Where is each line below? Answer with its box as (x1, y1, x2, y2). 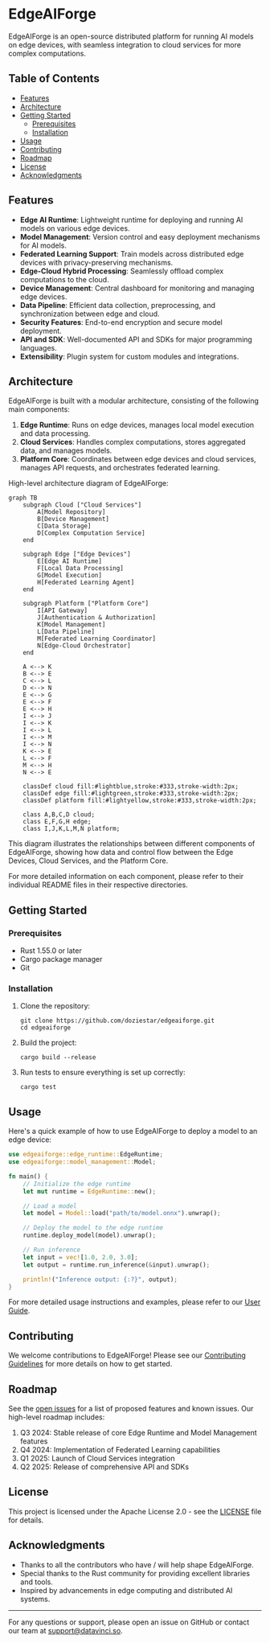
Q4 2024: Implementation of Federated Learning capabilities (19, 1445, 221, 1455)
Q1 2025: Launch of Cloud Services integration (19, 1453, 175, 1464)
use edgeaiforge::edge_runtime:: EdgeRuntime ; (8, 1151, 163, 1159)
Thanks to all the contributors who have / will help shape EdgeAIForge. (19, 1559, 255, 1569)
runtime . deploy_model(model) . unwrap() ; (22, 1231, 157, 1239)
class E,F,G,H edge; (22, 818, 92, 826)
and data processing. (19, 429, 91, 438)
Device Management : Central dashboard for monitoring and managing (19, 283, 255, 293)
